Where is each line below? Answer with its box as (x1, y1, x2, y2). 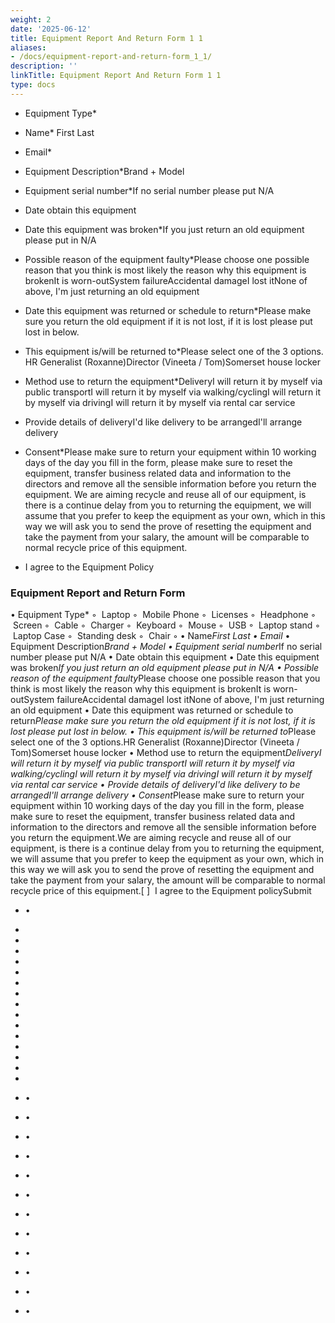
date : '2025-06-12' (10, 24, 92, 34)
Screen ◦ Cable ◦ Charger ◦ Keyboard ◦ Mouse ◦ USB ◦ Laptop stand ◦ (12, 619, 321, 631)
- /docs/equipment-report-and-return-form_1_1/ (10, 52, 213, 62)
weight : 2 (10, 14, 52, 25)
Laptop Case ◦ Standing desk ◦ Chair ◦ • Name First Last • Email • (12, 630, 291, 642)
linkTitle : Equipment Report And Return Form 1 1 (10, 71, 222, 81)
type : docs (10, 80, 56, 90)
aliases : (10, 42, 47, 53)
